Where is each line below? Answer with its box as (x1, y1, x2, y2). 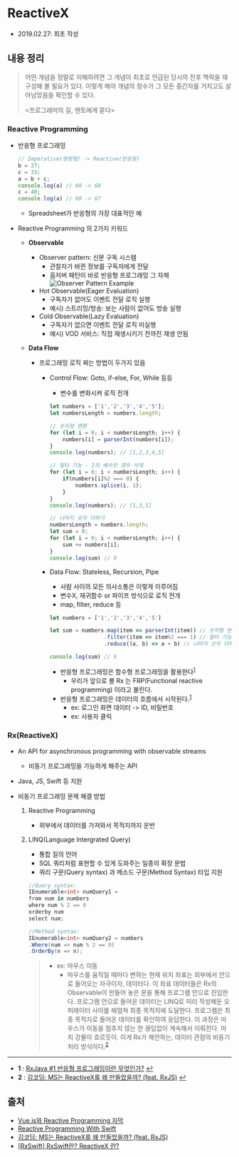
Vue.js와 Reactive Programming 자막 (17, 1116, 124, 1125)
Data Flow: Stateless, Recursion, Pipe (49, 567, 159, 576)
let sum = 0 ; (49, 528, 89, 535)
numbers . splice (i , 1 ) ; (75, 482, 142, 489)
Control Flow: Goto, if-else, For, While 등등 (49, 373, 173, 383)
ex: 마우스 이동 (56, 961, 98, 970)
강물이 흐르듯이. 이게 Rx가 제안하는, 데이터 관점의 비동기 (74, 1033, 230, 1041)
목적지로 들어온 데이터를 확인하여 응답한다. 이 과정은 (74, 1015, 219, 1024)
